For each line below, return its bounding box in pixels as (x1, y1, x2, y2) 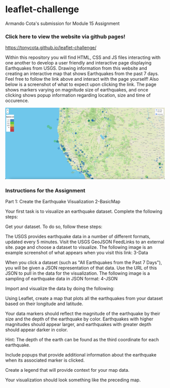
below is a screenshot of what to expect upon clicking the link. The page (5, 81, 157, 87)
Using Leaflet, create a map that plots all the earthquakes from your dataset (5, 296, 163, 302)
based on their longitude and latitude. (5, 301, 83, 307)
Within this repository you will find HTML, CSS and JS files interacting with (5, 54, 161, 60)
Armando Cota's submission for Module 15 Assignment (5, 20, 120, 26)
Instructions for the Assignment (5, 187, 86, 194)
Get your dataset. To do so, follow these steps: (5, 223, 103, 230)
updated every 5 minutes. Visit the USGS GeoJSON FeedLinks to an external (5, 239, 164, 245)
